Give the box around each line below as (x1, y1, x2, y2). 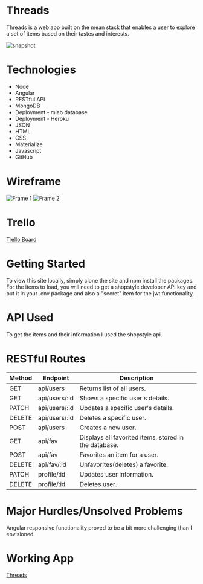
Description (119, 374, 154, 382)
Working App (6, 551, 74, 565)
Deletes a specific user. (79, 413, 146, 422)
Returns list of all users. (79, 384, 146, 393)
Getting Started (6, 257, 86, 271)
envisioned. (6, 530, 35, 537)
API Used (6, 310, 54, 324)
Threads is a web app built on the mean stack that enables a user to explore (6, 24, 195, 31)
